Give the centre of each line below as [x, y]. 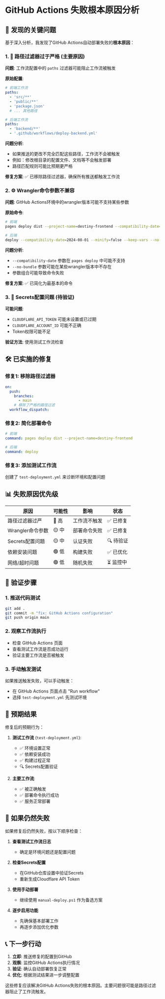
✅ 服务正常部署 [35, 801]
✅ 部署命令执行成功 [39, 795]
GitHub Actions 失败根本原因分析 [72, 10]
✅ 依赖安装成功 [35, 754]
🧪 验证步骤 [21, 583]
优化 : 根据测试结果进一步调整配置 [46, 975]
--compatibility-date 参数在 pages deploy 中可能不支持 [69, 260]
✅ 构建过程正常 [35, 760]
